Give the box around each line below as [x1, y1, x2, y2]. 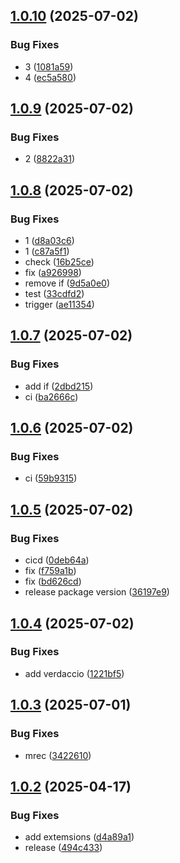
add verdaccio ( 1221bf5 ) [24, 667, 125, 679]
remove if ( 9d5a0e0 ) [24, 277, 111, 289]
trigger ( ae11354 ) [24, 299, 95, 311]
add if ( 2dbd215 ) [24, 380, 94, 392]
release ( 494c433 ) [24, 842, 103, 854]
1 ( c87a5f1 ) [24, 245, 70, 258]
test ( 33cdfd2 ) [24, 288, 85, 300]
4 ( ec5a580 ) [24, 71, 77, 83]
